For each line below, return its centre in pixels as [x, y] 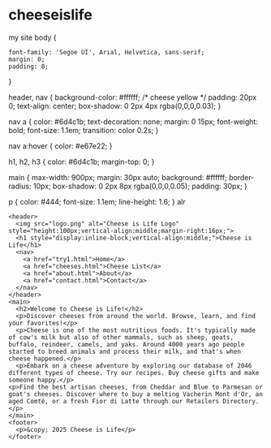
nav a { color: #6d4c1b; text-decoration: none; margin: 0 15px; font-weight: [133, 121]
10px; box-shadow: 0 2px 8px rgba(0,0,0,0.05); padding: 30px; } [140, 186]
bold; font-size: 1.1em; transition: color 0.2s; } [84, 130]
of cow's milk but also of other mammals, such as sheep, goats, [121, 337]
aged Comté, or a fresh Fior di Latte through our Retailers [114, 401]
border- [241, 177]
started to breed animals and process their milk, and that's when [125, 351]
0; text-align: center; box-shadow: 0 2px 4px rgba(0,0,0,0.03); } [115, 106]
